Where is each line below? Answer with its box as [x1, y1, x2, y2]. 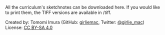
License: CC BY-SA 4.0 [5, 24, 53, 30]
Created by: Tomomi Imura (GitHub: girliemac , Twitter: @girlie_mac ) [5, 19, 145, 25]
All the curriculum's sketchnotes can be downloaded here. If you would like [5, 4, 160, 10]
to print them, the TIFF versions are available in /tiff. [5, 9, 111, 15]
